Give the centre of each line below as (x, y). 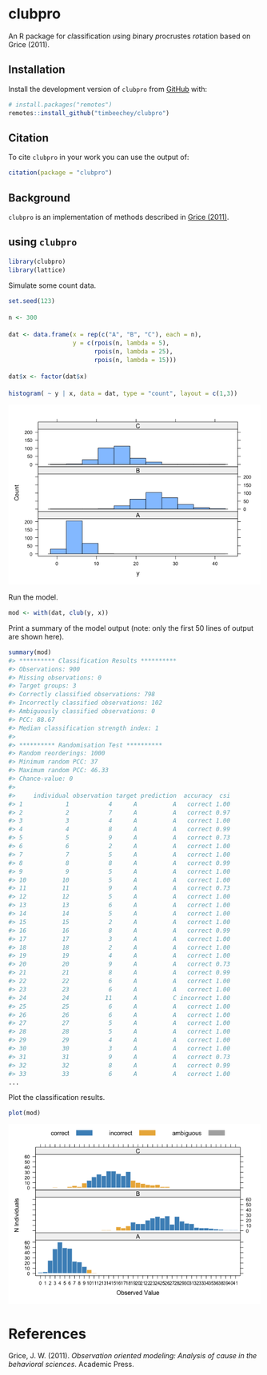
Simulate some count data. (52, 285)
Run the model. (33, 597)
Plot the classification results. (57, 1098)
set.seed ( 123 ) (32, 301)
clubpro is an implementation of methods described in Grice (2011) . (119, 217)
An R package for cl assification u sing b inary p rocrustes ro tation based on (130, 36)
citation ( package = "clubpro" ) (60, 173)
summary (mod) (30, 652)
